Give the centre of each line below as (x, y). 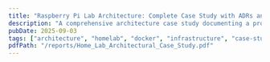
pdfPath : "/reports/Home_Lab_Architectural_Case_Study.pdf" (111, 46)
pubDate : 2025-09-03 (43, 31)
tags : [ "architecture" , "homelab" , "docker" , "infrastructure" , (118, 38)
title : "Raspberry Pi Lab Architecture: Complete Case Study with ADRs (131, 16)
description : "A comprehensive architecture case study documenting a (129, 23)
